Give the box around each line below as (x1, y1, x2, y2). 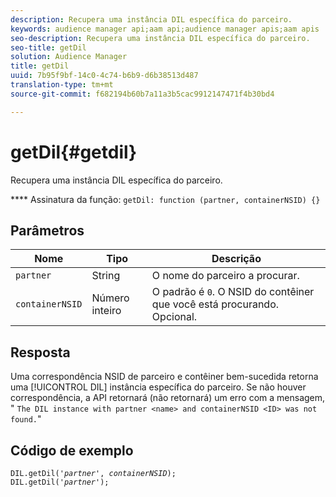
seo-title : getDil (10, 42, 87, 53)
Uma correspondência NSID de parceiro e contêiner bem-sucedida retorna (10, 371, 319, 383)
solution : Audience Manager (10, 52, 128, 62)
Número (91, 291, 130, 305)
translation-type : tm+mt (10, 80, 114, 90)
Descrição (211, 252, 262, 266)
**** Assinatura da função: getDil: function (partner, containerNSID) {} (10, 193, 321, 205)
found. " (10, 413, 42, 425)
